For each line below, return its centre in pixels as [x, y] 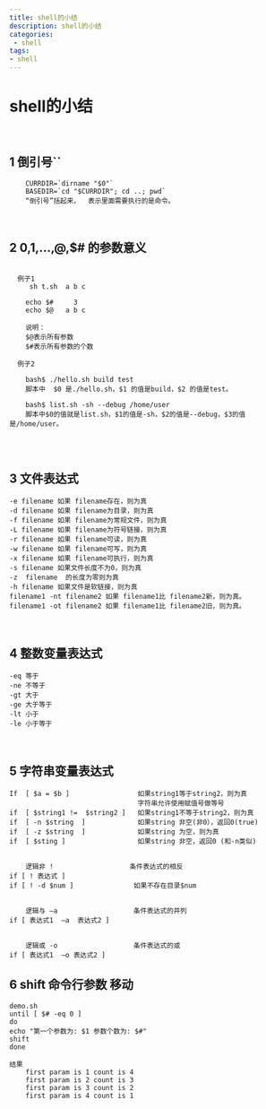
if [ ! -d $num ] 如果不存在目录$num [103, 886]
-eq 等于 [24, 676]
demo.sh [24, 1006]
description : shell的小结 [56, 26]
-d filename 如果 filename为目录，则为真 [82, 511]
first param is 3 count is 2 [80, 1087]
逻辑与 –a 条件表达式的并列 [106, 911]
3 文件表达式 [44, 478]
